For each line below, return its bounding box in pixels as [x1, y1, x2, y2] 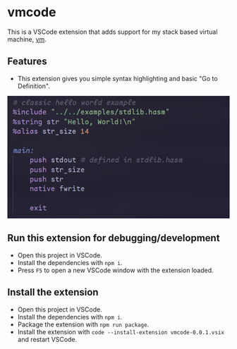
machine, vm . [7, 35, 47, 43]
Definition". [17, 82, 51, 90]
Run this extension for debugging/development [7, 232, 220, 244]
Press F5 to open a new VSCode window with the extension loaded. [17, 266, 214, 274]
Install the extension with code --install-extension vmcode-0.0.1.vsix [17, 327, 224, 336]
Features [7, 56, 47, 68]
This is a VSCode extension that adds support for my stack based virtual [7, 27, 218, 36]
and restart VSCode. [17, 335, 78, 343]
